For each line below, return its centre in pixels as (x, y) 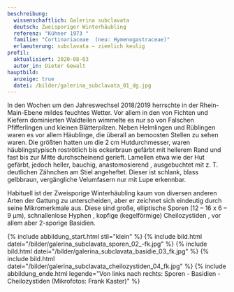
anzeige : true (34, 79)
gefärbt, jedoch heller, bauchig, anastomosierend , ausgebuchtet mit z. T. (113, 165)
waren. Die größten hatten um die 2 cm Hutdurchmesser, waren (99, 142)
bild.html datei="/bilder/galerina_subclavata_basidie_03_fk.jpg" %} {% (108, 251)
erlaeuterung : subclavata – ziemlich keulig (79, 46)
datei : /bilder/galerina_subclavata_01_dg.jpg (82, 85)
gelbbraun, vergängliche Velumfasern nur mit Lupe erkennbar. (97, 180)
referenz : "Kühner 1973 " (51, 33)
